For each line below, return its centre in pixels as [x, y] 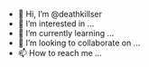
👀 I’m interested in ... [56, 24]
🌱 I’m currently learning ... [66, 33]
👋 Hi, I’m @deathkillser [60, 14]
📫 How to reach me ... [60, 53]
